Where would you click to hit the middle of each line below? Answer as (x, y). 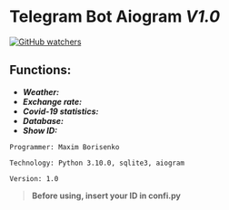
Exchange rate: (52, 101)
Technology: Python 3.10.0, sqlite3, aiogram (97, 163)
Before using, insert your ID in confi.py (106, 196)
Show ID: (40, 130)
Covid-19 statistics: (60, 111)
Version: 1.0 (34, 178)
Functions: (40, 70)
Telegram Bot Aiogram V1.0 (115, 17)
